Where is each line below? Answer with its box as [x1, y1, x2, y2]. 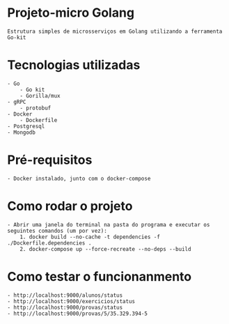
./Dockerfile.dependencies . [7, 239, 92, 247]
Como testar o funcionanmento [7, 268, 192, 284]
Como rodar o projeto [7, 199, 133, 214]
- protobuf [19, 105, 52, 111]
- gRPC [7, 98, 26, 105]
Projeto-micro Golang [7, 5, 134, 21]
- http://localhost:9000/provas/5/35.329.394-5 [7, 310, 148, 317]
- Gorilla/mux [19, 92, 61, 99]
